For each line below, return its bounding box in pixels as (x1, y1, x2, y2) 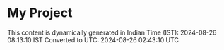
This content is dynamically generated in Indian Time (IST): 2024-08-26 (7, 28, 217, 37)
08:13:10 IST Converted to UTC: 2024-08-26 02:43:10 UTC (7, 35, 179, 44)
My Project (7, 5, 73, 21)
